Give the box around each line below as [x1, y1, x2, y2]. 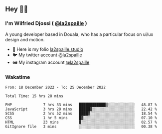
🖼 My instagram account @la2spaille [12, 59, 90, 65]
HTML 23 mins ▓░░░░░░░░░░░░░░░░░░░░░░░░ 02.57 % [5, 120, 157, 125]
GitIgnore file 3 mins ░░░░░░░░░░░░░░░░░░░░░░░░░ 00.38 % [5, 124, 157, 129]
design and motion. [5, 36, 45, 42]
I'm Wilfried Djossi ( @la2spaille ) [5, 20, 87, 27]
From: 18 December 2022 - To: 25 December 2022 [5, 85, 106, 90]
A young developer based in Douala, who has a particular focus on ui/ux [5, 31, 154, 37]
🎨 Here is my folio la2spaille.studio [12, 46, 84, 52]
